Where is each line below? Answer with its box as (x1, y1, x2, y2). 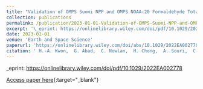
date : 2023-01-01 (6, 31, 50, 37)
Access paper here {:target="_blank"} (6, 76, 99, 83)
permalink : (6, 20, 34, 26)
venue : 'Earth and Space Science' (6, 37, 94, 43)
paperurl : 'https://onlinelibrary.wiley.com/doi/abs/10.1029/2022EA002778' (6, 43, 201, 49)
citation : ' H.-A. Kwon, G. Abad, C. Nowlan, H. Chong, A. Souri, (6, 48, 188, 54)
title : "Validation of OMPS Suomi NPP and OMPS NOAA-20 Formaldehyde (6, 8, 185, 15)
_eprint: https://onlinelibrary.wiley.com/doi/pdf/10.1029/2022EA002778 (6, 64, 182, 72)
